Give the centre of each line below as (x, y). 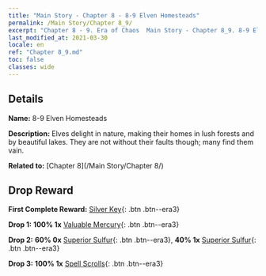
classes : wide (32, 67)
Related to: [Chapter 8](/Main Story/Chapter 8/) (86, 165)
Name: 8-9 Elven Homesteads (58, 118)
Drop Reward (41, 190)
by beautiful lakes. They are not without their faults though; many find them (131, 142)
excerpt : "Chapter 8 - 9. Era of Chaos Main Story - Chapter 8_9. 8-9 (129, 30)
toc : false (26, 60)
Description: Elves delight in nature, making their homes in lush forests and (131, 133)
